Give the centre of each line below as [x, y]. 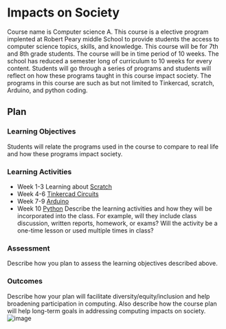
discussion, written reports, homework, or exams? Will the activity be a [117, 223]
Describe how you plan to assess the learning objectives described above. [113, 264]
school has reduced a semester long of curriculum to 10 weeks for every [110, 61]
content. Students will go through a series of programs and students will [109, 68]
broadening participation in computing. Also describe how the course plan [112, 304]
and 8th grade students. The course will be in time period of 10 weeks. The [113, 54]
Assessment [29, 248]
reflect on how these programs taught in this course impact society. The [109, 75]
